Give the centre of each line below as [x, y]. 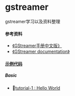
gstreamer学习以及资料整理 [33, 21]
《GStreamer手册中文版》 [37, 46]
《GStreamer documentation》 [41, 51]
